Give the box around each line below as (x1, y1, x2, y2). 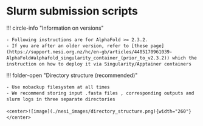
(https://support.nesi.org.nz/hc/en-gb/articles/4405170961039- (6, 48, 173, 55)
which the (172, 55, 198, 61)
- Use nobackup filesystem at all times (6, 84, 111, 90)
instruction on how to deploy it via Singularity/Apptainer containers (6, 61, 191, 67)
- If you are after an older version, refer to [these (6, 42, 148, 49)
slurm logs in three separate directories (6, 96, 115, 102)
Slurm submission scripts (6, 4, 138, 18)
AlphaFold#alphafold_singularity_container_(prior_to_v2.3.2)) (6, 55, 170, 61)
